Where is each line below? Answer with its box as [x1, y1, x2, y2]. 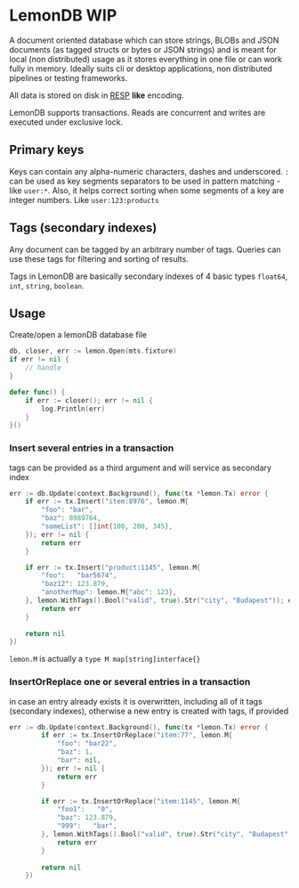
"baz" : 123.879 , [56, 813, 117, 822]
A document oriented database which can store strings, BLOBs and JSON [9, 35, 279, 45]
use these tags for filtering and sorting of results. [9, 253, 189, 264]
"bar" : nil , [56, 756, 101, 765]
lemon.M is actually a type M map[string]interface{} [9, 654, 201, 664]
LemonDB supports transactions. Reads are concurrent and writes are [9, 107, 266, 118]
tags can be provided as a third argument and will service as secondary [9, 462, 272, 473]
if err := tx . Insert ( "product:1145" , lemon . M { [25, 563, 201, 572]
